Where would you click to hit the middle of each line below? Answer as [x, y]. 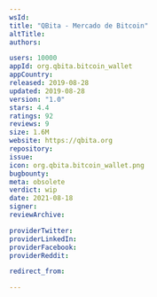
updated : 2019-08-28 [47, 91]
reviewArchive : [37, 215]
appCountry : [31, 75]
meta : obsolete [37, 182]
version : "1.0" [37, 99]
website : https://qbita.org [61, 141]
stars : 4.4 [29, 107]
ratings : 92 [31, 116]
